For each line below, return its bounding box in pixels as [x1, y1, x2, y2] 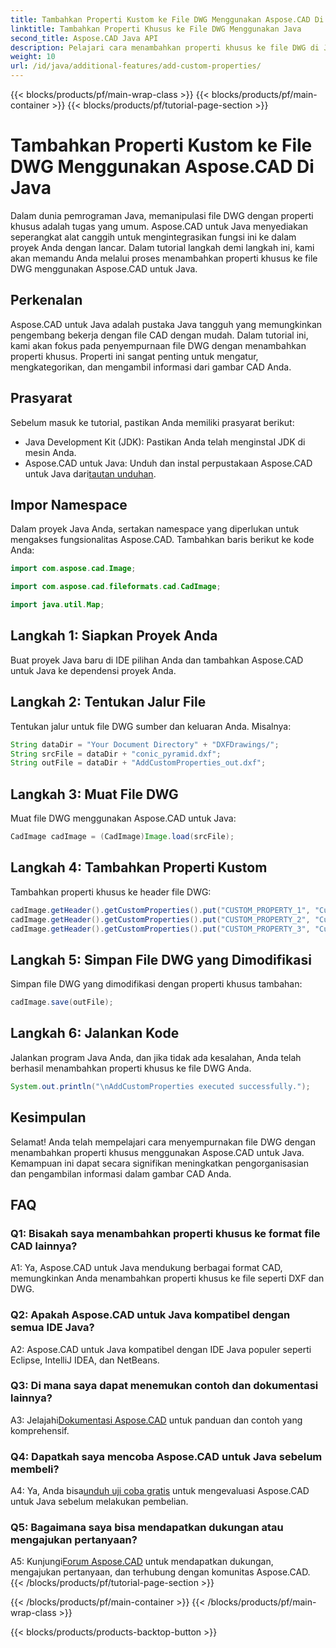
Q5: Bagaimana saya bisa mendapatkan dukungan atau [10, 1521, 284, 1535]
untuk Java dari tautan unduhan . [24, 467, 157, 480]
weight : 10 [10, 52, 56, 62]
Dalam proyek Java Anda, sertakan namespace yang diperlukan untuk [10, 523, 300, 535]
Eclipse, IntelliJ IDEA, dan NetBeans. [10, 1354, 160, 1366]
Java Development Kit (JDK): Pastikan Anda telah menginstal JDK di [24, 436, 306, 448]
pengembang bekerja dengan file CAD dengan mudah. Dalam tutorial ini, [10, 329, 309, 341]
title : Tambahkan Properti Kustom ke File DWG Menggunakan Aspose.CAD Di [10, 14, 325, 25]
